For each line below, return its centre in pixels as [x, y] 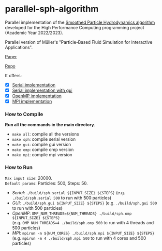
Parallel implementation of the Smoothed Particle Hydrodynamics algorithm [80, 22]
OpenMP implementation [37, 96]
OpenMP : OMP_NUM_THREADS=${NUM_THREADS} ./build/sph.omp [72, 213]
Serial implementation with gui [42, 90]
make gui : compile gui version [41, 145]
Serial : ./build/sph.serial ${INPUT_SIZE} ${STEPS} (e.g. [68, 192]
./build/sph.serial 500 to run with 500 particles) [62, 198]
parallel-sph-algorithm [52, 9]
